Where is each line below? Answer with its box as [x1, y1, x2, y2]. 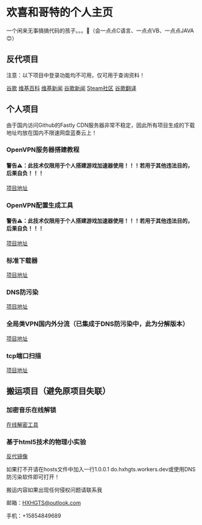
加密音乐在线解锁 [6, 406, 57, 415]
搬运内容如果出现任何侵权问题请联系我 [6, 486, 102, 493]
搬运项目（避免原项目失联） [6, 386, 111, 396]
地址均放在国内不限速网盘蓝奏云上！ [6, 129, 97, 136]
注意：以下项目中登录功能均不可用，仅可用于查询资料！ [6, 71, 145, 79]
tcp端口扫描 [6, 351, 41, 360]
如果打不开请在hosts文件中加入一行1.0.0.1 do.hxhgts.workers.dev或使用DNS [6, 465, 196, 473]
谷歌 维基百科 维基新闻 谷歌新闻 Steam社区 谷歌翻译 [6, 84, 137, 91]
